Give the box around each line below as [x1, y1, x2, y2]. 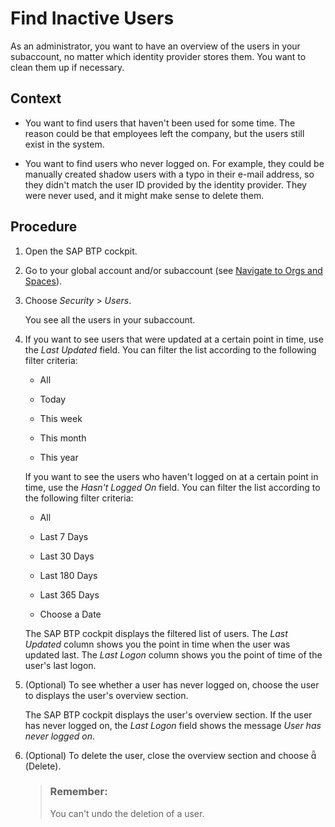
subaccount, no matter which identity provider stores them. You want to [10, 50, 307, 62]
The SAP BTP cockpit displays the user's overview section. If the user [24, 708, 313, 721]
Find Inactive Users [10, 7, 175, 30]
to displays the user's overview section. [24, 689, 189, 701]
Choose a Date [39, 608, 102, 620]
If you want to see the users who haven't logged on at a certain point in [24, 470, 319, 482]
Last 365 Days [39, 588, 100, 601]
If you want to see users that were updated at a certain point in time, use [24, 333, 324, 345]
